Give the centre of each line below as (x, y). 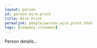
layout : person (20, 9)
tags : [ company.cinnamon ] (31, 28)
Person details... (21, 41)
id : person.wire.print (28, 14)
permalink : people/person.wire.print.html (49, 23)
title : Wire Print (23, 18)
